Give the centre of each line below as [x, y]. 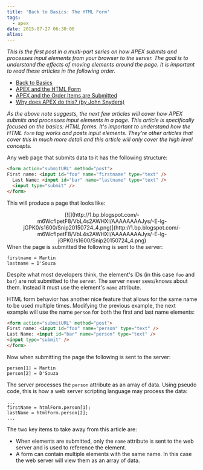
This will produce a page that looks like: [56, 203]
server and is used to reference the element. [71, 447]
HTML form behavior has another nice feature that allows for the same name [102, 299]
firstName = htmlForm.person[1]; [49, 407]
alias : [15, 35]
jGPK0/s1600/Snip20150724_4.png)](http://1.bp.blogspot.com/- [102, 227]
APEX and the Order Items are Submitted [66, 96]
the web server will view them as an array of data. [78, 460]
